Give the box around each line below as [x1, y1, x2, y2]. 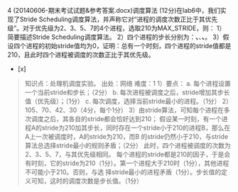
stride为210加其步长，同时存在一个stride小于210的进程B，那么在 [41, 123, 231, 132]
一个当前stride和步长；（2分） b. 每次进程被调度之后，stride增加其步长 [24, 88, 230, 96]
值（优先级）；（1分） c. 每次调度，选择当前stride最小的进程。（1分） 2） [24, 97, 229, 105]
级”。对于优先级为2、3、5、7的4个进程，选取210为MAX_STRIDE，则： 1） [7, 24, 226, 32]
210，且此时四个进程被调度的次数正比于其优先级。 [7, 50, 155, 59]
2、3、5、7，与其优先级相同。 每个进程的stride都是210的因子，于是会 [24, 150, 231, 158]
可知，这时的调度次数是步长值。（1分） [31, 176, 144, 185]
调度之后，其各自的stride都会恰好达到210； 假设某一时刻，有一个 [31, 115, 222, 123]
